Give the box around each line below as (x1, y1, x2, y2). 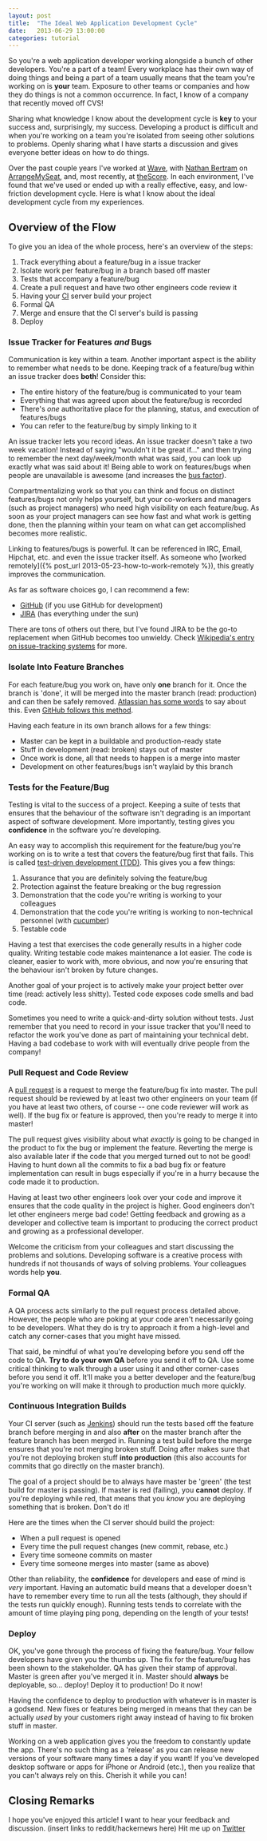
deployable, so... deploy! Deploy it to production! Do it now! (8, 1680, 203, 1690)
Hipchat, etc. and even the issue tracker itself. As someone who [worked (8, 552, 247, 562)
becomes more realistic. (8, 528, 88, 538)
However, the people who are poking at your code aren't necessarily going (8, 1314, 253, 1324)
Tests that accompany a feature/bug (19, 274, 139, 284)
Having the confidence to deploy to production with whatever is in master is (8, 1696, 257, 1705)
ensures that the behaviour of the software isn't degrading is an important (8, 808, 251, 818)
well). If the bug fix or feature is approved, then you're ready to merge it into (8, 1110, 258, 1120)
